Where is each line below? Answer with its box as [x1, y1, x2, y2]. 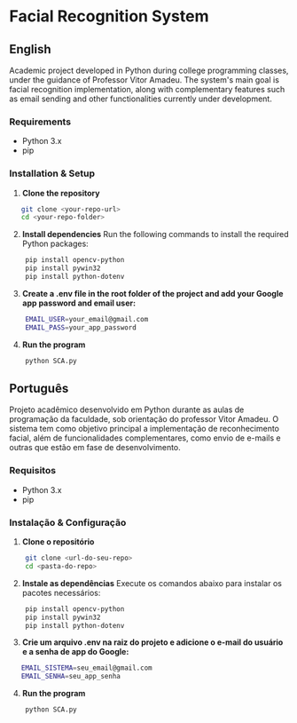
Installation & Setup [9, 167, 96, 179]
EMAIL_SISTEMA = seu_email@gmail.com [20, 663, 152, 672]
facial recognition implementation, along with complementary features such [9, 84, 285, 94]
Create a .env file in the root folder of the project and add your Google [21, 288, 284, 298]
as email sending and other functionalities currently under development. [9, 93, 272, 104]
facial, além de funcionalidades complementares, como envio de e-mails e [9, 433, 281, 443]
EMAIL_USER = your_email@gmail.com [25, 314, 149, 323]
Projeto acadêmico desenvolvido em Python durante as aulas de [9, 404, 245, 415]
